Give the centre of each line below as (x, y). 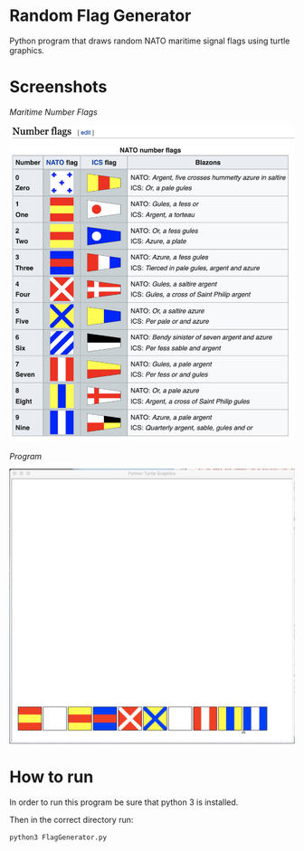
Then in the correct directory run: (71, 819)
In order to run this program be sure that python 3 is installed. (124, 802)
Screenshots (58, 87)
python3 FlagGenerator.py (58, 837)
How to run (52, 776)
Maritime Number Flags (53, 112)
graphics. (27, 50)
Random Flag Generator (100, 16)
